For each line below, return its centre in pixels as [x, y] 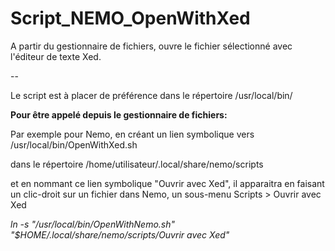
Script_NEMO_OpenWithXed [130, 18]
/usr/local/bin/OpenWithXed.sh [74, 144]
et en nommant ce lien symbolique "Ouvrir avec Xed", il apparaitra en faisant [167, 183]
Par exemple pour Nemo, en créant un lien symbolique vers [132, 134]
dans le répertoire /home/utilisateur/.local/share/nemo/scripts [137, 164]
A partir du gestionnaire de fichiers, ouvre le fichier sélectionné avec [151, 46]
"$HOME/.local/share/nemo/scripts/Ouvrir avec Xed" [120, 234]
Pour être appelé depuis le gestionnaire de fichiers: [119, 114]
